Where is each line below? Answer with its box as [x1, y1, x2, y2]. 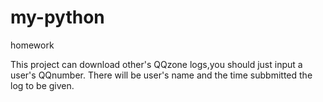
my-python [10, 6, 105, 29]
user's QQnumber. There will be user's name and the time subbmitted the [10, 69, 313, 81]
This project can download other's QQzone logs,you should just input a [10, 58, 303, 70]
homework [10, 39, 55, 51]
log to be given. [10, 79, 75, 91]
